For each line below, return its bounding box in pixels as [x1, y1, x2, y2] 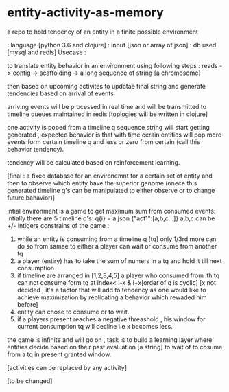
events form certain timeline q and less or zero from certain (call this [7, 137, 200, 146]
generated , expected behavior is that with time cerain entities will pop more [7, 130, 221, 139]
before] [16, 300, 38, 308]
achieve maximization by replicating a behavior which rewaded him [16, 293, 207, 301]
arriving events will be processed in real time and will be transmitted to [7, 102, 207, 111]
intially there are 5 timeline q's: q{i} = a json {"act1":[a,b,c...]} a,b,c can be [7, 214, 215, 222]
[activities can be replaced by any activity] [7, 363, 127, 371]
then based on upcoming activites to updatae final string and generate [7, 82, 206, 90]
